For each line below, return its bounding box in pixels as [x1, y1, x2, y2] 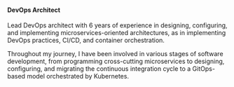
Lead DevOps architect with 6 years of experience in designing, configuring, [7, 21, 228, 29]
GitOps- [192, 65, 216, 73]
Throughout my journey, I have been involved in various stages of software [7, 50, 223, 58]
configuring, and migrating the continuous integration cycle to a [7, 65, 191, 73]
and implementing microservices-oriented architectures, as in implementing [7, 29, 226, 37]
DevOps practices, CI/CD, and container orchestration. [7, 36, 165, 45]
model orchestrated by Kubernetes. [27, 72, 130, 81]
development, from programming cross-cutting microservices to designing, [7, 57, 225, 66]
